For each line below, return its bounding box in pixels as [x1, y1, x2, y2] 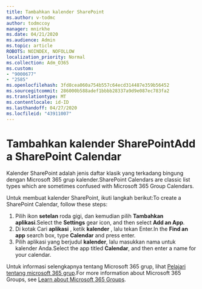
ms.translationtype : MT [6, 93, 67, 100]
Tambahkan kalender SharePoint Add [6, 137, 196, 151]
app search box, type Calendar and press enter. [15, 232, 136, 239]
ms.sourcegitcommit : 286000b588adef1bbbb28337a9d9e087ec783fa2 [6, 88, 170, 94]
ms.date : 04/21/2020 [6, 32, 59, 38]
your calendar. [15, 251, 52, 259]
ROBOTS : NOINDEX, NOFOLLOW [6, 49, 75, 55]
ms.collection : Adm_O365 [6, 59, 69, 66]
